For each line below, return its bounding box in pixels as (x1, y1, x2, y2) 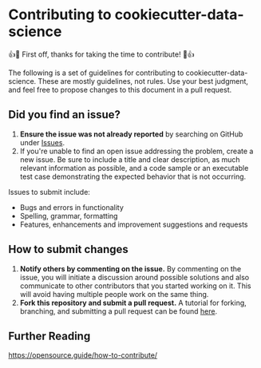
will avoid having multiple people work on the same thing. (19, 289, 209, 299)
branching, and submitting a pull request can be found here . (19, 306, 218, 316)
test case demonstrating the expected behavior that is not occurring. (19, 172, 247, 181)
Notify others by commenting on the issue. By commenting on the (19, 263, 242, 273)
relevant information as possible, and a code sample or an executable (19, 163, 249, 172)
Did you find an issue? (8, 108, 121, 121)
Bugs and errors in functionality (19, 202, 124, 212)
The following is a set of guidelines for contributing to (8, 68, 184, 77)
